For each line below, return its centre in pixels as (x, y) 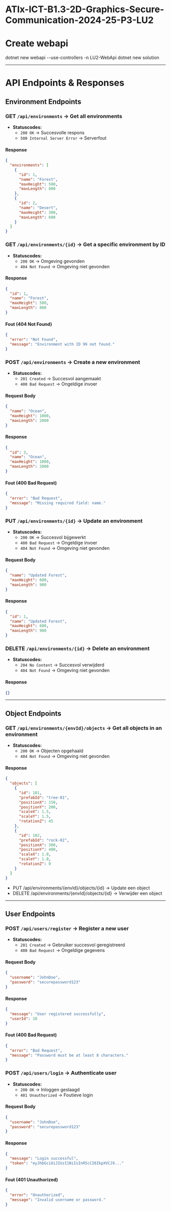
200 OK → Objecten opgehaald (52, 751)
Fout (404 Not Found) (29, 324)
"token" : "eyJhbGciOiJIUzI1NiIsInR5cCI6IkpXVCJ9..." (67, 1163)
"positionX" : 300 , (38, 845)
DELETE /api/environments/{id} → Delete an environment (78, 649)
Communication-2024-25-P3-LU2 (79, 20)
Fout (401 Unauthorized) (32, 1179)
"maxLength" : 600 (37, 217)
